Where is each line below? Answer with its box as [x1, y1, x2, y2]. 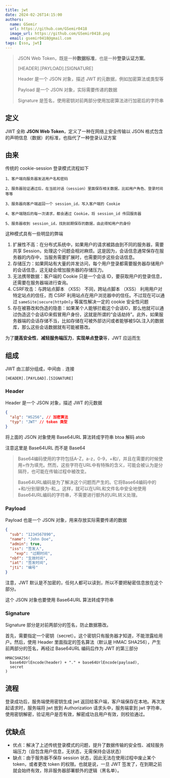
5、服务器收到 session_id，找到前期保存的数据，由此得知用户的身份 [5, 221, 131, 226]
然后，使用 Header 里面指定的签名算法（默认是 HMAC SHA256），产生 [14, 639, 161, 645]
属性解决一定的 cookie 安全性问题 [78, 298, 149, 305]
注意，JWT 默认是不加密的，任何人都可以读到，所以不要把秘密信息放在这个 [5, 580, 163, 586]
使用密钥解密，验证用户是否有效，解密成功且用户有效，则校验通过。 [5, 711, 148, 717]
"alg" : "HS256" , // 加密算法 [10, 415, 69, 420]
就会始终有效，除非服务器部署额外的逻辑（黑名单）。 [12, 767, 122, 773]
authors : [5, 17, 24, 22]
